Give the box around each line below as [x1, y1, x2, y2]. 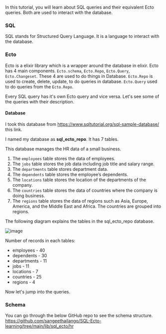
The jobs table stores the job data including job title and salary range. [12, 161, 155, 167]
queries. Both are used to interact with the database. [5, 9, 113, 15]
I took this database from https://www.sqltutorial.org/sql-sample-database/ [5, 121, 160, 127]
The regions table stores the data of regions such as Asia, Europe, [12, 198, 148, 204]
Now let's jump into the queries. [5, 289, 71, 295]
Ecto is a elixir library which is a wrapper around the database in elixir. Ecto [5, 62, 159, 68]
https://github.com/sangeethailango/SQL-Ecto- [5, 318, 102, 324]
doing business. [12, 192, 45, 199]
